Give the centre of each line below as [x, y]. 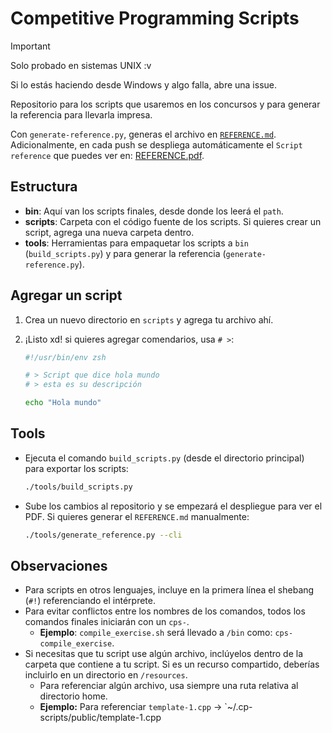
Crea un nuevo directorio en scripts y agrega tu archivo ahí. [149, 319]
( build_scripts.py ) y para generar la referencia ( [125, 253]
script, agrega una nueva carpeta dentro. [109, 232]
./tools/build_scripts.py [78, 487]
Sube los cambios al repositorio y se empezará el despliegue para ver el [173, 506]
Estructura [44, 187]
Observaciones [59, 566]
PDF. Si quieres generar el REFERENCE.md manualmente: [137, 516]
